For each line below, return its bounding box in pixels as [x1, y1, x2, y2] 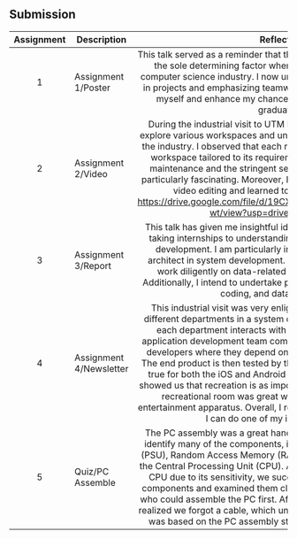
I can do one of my [205, 412, 284, 424]
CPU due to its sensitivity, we [148, 471, 270, 483]
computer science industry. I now [140, 70, 279, 82]
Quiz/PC [74, 465, 110, 477]
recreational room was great [161, 389, 278, 402]
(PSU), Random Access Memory [141, 449, 276, 461]
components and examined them [141, 481, 278, 494]
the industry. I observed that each [141, 140, 283, 152]
